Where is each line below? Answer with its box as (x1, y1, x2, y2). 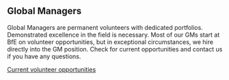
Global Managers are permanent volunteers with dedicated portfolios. (7, 23, 203, 31)
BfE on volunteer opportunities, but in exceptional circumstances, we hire (7, 37, 214, 46)
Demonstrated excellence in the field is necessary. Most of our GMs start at (7, 31, 220, 39)
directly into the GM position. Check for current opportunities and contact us (7, 45, 223, 53)
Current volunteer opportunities (7, 65, 96, 73)
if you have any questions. (7, 52, 81, 60)
